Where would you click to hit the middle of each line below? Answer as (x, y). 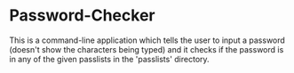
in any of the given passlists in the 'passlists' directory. (110, 59)
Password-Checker (82, 16)
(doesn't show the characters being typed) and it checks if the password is (147, 49)
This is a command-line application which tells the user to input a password (147, 40)
